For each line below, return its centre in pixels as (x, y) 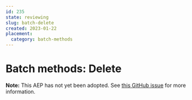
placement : (19, 34)
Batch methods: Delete (64, 69)
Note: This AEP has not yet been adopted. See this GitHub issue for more (96, 85)
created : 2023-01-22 (31, 28)
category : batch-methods (42, 39)
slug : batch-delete (30, 23)
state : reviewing (27, 17)
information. (21, 91)
